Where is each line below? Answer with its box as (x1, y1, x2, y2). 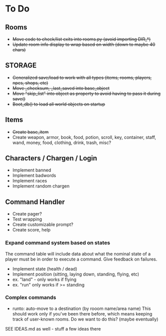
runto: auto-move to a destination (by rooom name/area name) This (12, 305, 151, 311)
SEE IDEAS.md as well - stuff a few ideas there (5, 325, 101, 331)
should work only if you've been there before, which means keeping (12, 310, 153, 316)
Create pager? (12, 211, 42, 217)
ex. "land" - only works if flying (12, 276, 77, 282)
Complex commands (5, 294, 56, 301)
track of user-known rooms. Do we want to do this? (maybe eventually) (12, 316, 159, 322)
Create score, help (12, 227, 51, 233)
